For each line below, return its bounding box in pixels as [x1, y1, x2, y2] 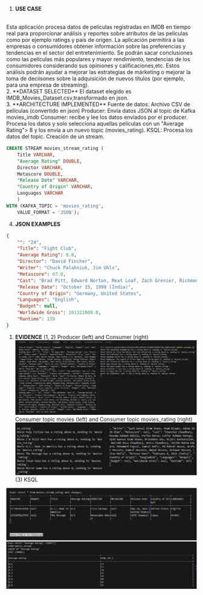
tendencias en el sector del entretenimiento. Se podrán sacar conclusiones [6, 49, 193, 56]
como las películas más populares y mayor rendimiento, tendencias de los [6, 56, 190, 62]
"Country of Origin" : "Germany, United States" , [17, 291, 142, 297]
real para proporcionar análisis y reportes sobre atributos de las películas [6, 30, 188, 37]
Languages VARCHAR [17, 190, 63, 197]
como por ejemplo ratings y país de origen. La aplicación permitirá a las [6, 36, 184, 43]
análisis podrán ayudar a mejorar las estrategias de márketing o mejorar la [6, 69, 191, 75]
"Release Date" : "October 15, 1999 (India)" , [17, 284, 134, 290]
